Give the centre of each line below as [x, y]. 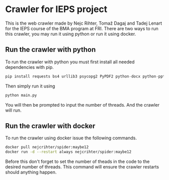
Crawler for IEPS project [56, 9]
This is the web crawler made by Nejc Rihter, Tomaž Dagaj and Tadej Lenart [84, 23]
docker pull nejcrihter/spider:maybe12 [47, 147]
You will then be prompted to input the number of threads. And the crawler [82, 105]
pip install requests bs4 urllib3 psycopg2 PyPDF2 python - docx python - [82, 76]
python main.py [21, 95]
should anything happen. [31, 172]
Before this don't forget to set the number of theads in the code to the [77, 161]
